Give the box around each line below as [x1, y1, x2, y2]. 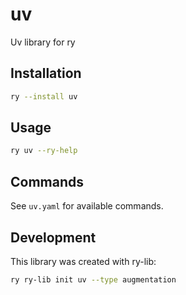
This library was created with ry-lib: [10, 255, 157, 267]
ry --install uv [10, 91, 78, 102]
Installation [10, 65, 82, 82]
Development [10, 229, 97, 246]
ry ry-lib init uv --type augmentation [10, 274, 177, 285]
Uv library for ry [10, 36, 76, 48]
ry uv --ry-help [10, 146, 78, 156]
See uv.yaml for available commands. [10, 200, 164, 212]
